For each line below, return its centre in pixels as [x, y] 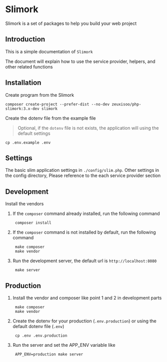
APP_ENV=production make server [49, 354]
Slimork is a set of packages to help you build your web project [71, 23]
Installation [23, 83]
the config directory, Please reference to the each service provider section [83, 175]
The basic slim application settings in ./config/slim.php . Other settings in [82, 170]
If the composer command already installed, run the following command [86, 213]
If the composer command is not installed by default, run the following [84, 232]
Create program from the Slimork [40, 95]
